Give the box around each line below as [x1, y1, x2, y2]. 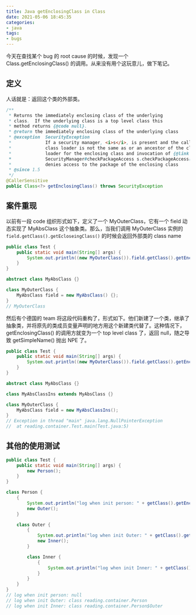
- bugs [6, 36, 22, 42]
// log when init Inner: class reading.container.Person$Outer [6, 603, 163, 609]
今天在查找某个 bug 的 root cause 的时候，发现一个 [6, 53, 129, 59]
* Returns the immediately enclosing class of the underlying [8, 112, 163, 118]
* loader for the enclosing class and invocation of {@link [8, 151, 190, 156]
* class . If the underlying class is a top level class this [8, 118, 163, 124]
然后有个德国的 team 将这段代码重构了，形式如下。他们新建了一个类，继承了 [6, 315, 190, 322]
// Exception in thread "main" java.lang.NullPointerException [6, 418, 163, 424]
